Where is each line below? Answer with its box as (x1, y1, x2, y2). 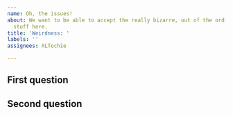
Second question (7, 98, 83, 110)
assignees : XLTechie (7, 42, 67, 49)
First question (7, 74, 69, 86)
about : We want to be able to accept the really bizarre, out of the (7, 17, 213, 24)
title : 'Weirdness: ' (7, 29, 70, 37)
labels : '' (7, 36, 39, 43)
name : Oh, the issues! (7, 10, 73, 17)
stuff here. (13, 23, 49, 30)
